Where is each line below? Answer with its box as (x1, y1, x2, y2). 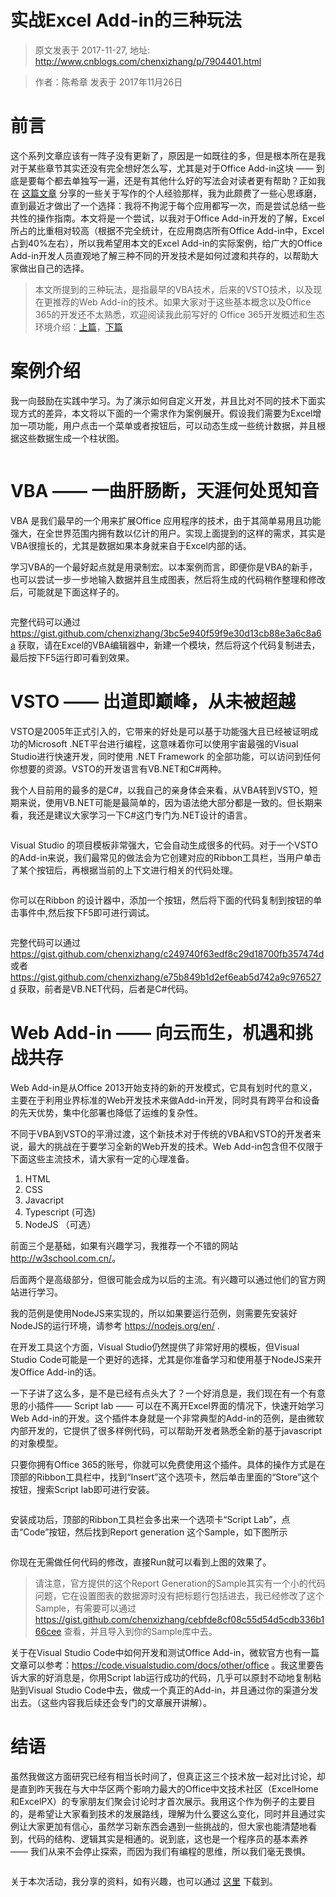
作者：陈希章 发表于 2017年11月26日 (34, 76, 183, 88)
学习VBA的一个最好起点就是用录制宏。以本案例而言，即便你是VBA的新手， (10, 561, 318, 573)
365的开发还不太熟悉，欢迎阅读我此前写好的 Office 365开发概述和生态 (34, 308, 326, 320)
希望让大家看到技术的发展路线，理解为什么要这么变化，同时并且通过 (36, 1807, 317, 1820)
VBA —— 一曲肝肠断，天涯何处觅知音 (10, 480, 320, 502)
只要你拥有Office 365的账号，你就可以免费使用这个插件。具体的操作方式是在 (10, 1458, 326, 1470)
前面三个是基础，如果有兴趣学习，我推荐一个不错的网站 (10, 1239, 238, 1251)
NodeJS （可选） (24, 1218, 97, 1230)
